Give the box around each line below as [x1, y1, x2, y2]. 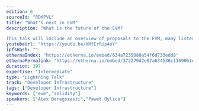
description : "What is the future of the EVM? [6, 25, 123, 31]
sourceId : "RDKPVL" [6, 14, 54, 20]
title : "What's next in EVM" [6, 19, 78, 25]
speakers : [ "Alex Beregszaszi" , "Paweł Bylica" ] [6, 96, 126, 102]
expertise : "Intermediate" [6, 68, 73, 74]
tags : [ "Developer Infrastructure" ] [6, 85, 97, 92]
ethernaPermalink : [6, 57, 52, 64]
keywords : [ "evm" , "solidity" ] [6, 91, 81, 97]
